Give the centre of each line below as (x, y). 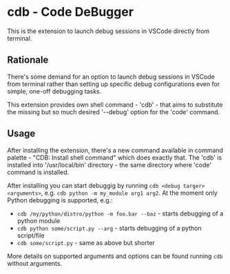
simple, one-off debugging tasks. (54, 91)
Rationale (28, 60)
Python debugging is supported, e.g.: (60, 200)
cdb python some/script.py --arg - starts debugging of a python (109, 228)
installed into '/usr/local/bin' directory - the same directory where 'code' (109, 165)
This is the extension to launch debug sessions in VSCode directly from (108, 31)
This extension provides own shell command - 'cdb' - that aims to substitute (115, 105)
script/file (31, 235)
